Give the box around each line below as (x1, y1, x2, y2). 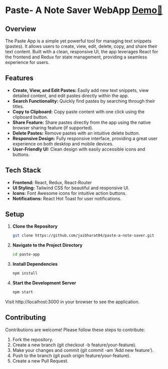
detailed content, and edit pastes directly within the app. (12, 93, 129, 99)
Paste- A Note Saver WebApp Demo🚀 (5, 5, 163, 16)
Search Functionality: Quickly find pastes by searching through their (12, 98, 155, 104)
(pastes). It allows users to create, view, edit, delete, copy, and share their (5, 43, 158, 49)
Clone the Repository (12, 224, 58, 230)
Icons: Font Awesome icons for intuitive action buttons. (12, 190, 127, 196)
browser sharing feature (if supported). (12, 124, 94, 130)
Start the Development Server (12, 280, 77, 286)
